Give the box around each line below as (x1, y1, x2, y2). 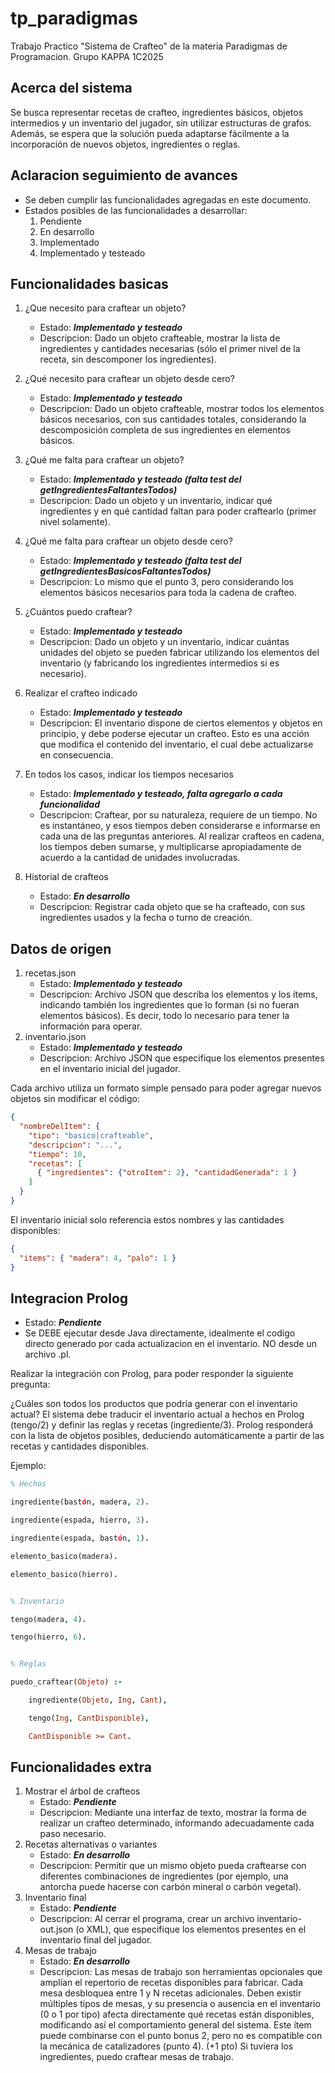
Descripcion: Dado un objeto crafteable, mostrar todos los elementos (39, 403, 325, 415)
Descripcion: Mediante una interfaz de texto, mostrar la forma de (39, 1807, 307, 1819)
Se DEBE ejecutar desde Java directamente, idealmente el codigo (24, 1327, 296, 1339)
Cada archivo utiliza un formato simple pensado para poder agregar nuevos (10, 1082, 322, 1094)
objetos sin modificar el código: (10, 1093, 140, 1105)
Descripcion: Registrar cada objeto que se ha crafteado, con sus (39, 901, 306, 913)
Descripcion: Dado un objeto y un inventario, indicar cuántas (39, 636, 290, 648)
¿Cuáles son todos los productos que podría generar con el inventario (10, 1398, 298, 1410)
